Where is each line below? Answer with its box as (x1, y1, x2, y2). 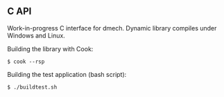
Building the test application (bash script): (7, 70, 127, 78)
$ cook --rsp (7, 58, 45, 65)
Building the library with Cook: (7, 44, 94, 53)
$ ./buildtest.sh (7, 83, 58, 91)
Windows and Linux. (7, 31, 66, 39)
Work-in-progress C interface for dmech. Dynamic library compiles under (7, 24, 217, 32)
